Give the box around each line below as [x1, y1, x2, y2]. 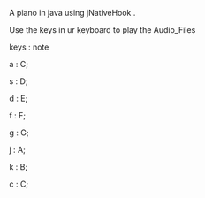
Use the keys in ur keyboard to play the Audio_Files [9, 25, 196, 34]
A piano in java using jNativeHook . [9, 8, 136, 18]
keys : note [9, 42, 49, 52]
